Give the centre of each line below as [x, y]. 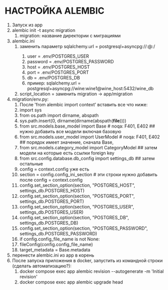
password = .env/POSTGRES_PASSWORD [70, 61]
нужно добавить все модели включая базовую [70, 131]
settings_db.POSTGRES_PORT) [52, 201]
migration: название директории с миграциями [70, 35]
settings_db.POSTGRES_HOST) [52, 190]
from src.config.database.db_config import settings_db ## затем [87, 158]
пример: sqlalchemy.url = [54, 83]
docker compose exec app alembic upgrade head [71, 282]
